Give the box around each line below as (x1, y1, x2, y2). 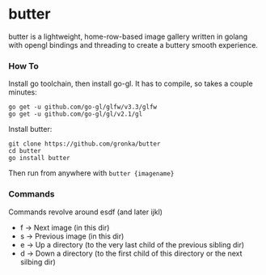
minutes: (8, 87, 38, 97)
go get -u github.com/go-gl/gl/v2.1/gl (8, 110, 143, 118)
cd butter (8, 147, 42, 155)
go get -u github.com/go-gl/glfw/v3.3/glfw (8, 103, 158, 112)
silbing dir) (19, 256, 57, 267)
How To (8, 60, 39, 71)
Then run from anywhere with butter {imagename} (8, 168, 175, 178)
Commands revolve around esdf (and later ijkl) (8, 207, 163, 217)
